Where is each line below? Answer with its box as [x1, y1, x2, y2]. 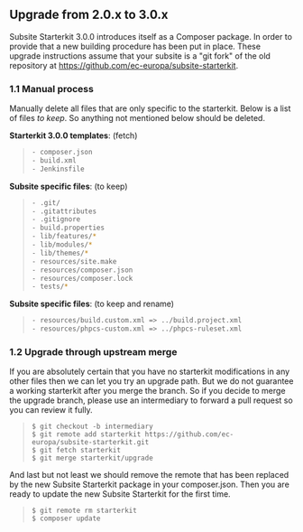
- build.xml [31, 155, 77, 165]
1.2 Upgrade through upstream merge [9, 346, 178, 359]
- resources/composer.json [31, 266, 133, 275]
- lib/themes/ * [31, 248, 89, 257]
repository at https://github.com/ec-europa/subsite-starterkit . [9, 60, 239, 70]
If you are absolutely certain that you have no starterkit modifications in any [9, 366, 290, 378]
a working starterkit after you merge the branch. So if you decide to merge [9, 386, 286, 397]
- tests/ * [31, 282, 69, 292]
